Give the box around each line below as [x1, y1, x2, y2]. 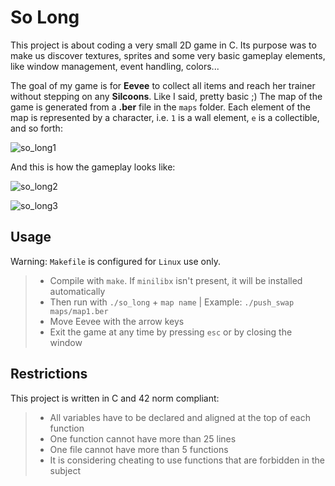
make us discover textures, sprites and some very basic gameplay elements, [10, 49, 326, 61]
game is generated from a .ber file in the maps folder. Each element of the [10, 101, 311, 113]
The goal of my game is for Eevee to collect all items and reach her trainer [10, 79, 316, 91]
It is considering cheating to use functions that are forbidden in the [49, 454, 325, 466]
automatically [49, 285, 106, 297]
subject [49, 464, 81, 476]
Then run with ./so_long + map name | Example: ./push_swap [49, 296, 295, 308]
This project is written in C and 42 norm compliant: [10, 392, 220, 404]
